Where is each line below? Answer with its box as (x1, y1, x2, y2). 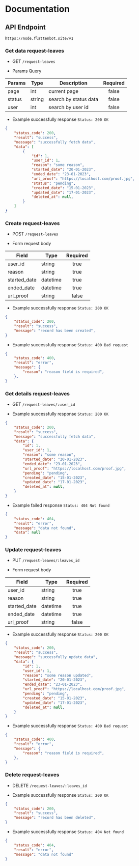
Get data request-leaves (5, 47, 64, 54)
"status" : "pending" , (31, 181, 76, 186)
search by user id (48, 104, 89, 111)
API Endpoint (5, 23, 46, 31)
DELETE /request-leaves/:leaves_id (12, 782, 87, 788)
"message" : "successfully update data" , (14, 655, 98, 660)
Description (59, 80, 87, 86)
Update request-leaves (5, 546, 61, 553)
